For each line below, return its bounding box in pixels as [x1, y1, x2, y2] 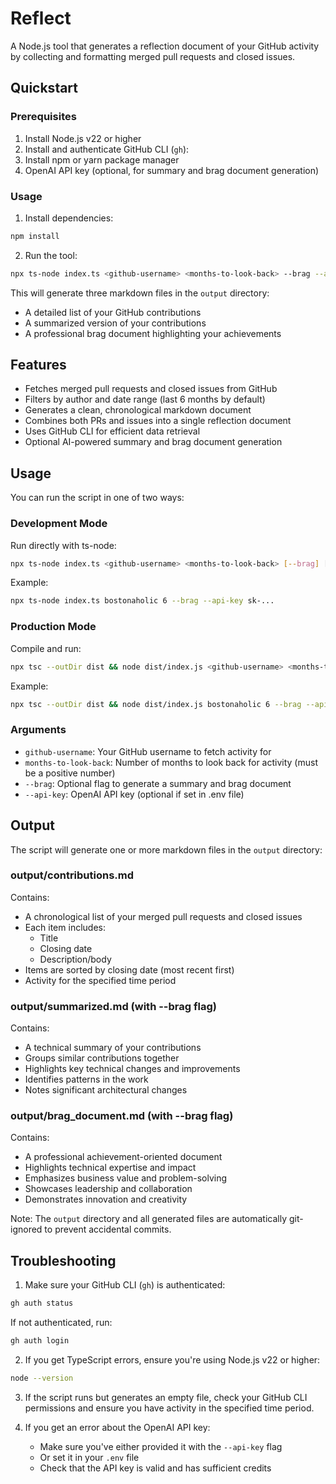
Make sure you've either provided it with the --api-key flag [39, 1440, 283, 1452]
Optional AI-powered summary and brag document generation [24, 436, 283, 448]
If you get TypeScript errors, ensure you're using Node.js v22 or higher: [24, 1353, 321, 1366]
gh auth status [10, 1298, 74, 1309]
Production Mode [10, 620, 97, 634]
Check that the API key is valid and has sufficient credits [39, 1462, 272, 1474]
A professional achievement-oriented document [24, 1151, 223, 1163]
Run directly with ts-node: [10, 539, 117, 551]
